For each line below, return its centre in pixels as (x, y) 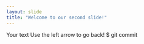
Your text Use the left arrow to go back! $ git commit (72, 34)
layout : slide (24, 12)
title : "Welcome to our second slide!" (57, 17)
